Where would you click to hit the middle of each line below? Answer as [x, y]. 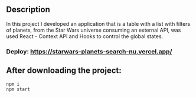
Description [28, 10]
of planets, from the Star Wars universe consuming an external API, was [94, 30]
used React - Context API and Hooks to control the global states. [85, 36]
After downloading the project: [64, 71]
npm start [18, 89]
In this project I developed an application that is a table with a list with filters [98, 23]
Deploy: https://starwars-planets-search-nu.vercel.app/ [89, 51]
